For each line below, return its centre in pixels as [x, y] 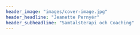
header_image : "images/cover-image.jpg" [57, 12]
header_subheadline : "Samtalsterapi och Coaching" [70, 23]
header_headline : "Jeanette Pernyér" [53, 17]
